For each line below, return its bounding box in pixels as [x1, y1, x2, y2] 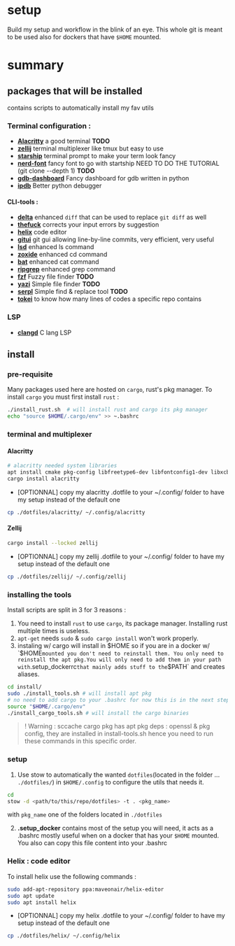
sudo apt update [7, 892, 55, 899]
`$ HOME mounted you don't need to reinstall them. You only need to [17, 649, 224, 658]
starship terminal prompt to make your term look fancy [17, 152, 176, 160]
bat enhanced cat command [17, 257, 99, 266]
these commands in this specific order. [24, 737, 137, 745]
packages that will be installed [7, 85, 143, 97]
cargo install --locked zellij [7, 539, 99, 546]
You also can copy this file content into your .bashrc [17, 839, 168, 847]
